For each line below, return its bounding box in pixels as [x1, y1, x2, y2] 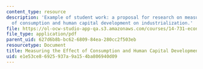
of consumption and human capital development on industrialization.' [11, 20, 193, 26]
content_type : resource [6, 8, 66, 15]
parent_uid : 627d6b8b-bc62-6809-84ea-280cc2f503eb [6, 37, 137, 43]
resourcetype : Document [6, 43, 66, 49]
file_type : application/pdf [6, 31, 77, 37]
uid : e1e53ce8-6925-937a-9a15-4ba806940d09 [6, 53, 118, 59]
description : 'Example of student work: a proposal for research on [6, 14, 182, 20]
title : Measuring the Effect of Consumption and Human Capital [6, 48, 169, 54]
